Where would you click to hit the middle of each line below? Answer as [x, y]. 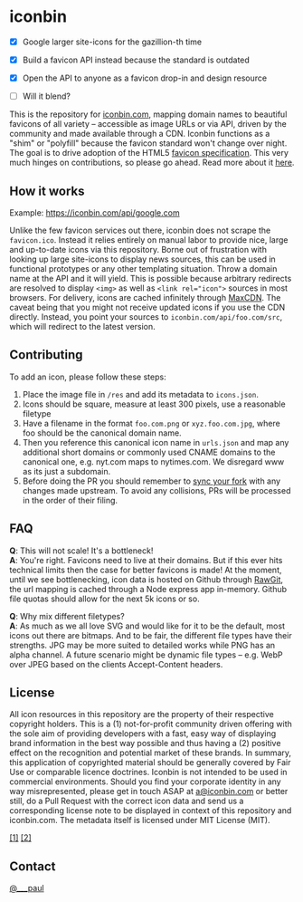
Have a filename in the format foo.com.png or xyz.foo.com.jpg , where [151, 423]
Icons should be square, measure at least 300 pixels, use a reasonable [154, 404]
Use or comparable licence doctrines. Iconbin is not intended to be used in [148, 772]
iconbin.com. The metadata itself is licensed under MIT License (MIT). [140, 820]
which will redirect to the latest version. [82, 326]
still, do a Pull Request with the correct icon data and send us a [127, 801]
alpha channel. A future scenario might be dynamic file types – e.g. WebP [146, 655]
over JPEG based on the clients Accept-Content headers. [116, 664]
